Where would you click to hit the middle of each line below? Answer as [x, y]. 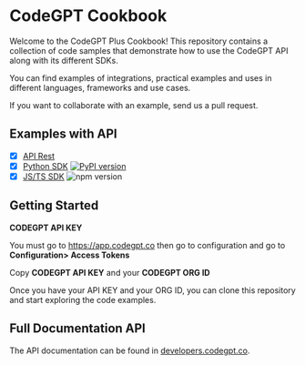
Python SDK [45, 166]
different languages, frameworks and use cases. [100, 87]
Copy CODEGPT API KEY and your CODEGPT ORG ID [110, 272]
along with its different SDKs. [64, 60]
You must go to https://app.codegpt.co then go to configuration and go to [147, 245]
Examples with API [63, 134]
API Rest [39, 156]
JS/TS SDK [44, 176]
